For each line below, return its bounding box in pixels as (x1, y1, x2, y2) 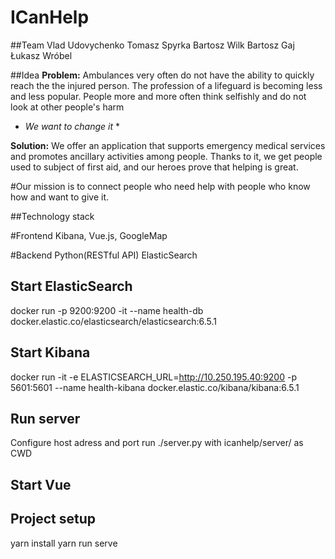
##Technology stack (10, 210, 95, 222)
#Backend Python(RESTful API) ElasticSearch (10, 249, 198, 261)
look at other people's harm (10, 101, 125, 113)
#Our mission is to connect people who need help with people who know (10, 180, 311, 192)
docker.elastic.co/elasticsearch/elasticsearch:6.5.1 (10, 315, 218, 327)
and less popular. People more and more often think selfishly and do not (10, 90, 307, 102)
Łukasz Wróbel (10, 49, 73, 61)
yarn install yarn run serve (10, 537, 118, 549)
